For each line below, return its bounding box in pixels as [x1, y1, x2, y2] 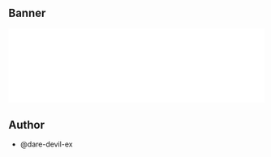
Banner [8, 6, 46, 20]
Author [8, 117, 45, 132]
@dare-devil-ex [19, 139, 73, 149]
